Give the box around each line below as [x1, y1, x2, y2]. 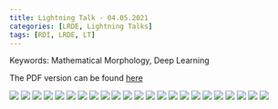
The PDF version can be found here [9, 73, 143, 84]
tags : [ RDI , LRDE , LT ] [9, 30, 96, 39]
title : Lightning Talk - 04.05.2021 [9, 13, 149, 23]
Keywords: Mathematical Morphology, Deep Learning [9, 55, 210, 66]
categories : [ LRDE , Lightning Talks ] [9, 22, 153, 31]
